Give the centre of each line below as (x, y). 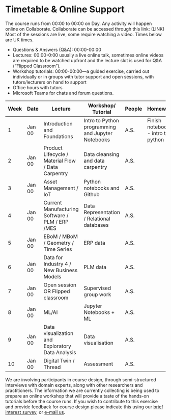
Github (92, 194)
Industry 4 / (57, 264)
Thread (52, 367)
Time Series (58, 249)
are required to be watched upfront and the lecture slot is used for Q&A (87, 60)
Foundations (58, 136)
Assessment (98, 364)
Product (53, 148)
